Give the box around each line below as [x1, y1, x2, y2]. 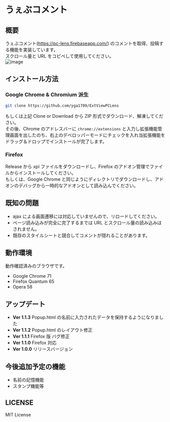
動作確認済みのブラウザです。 [5, 263, 67, 269]
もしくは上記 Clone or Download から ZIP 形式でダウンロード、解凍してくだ [5, 113, 164, 119]
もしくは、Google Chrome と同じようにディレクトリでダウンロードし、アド [5, 176, 164, 182]
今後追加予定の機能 [5, 362, 65, 371]
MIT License [5, 411, 31, 417]
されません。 [12, 226, 40, 232]
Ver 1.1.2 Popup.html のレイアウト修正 [12, 327, 93, 333]
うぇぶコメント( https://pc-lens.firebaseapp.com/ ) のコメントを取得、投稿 [5, 41, 159, 46]
